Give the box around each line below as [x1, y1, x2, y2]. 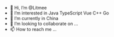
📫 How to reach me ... [10, 26, 57, 32]
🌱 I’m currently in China [10, 15, 59, 21]
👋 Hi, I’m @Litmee [10, 5, 47, 10]
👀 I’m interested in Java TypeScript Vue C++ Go [10, 10, 109, 16]
